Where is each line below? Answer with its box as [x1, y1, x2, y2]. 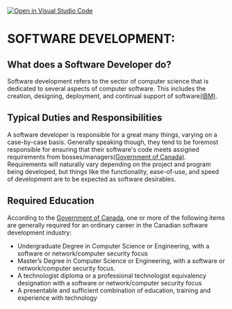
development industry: [7, 228, 72, 237]
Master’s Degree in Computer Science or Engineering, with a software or [17, 256, 226, 264]
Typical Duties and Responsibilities [7, 112, 163, 124]
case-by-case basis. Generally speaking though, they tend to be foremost [7, 138, 219, 146]
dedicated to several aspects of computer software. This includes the [7, 84, 206, 93]
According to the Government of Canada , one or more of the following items [7, 213, 226, 222]
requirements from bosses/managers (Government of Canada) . [7, 152, 186, 161]
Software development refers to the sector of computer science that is [7, 77, 209, 85]
